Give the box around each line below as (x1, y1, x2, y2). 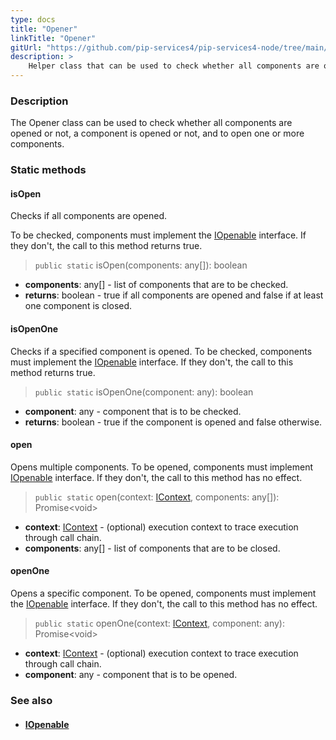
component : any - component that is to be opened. (24, 669, 238, 681)
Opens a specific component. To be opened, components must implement (10, 587, 317, 600)
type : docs (10, 14, 56, 25)
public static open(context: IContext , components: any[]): (34, 491, 280, 503)
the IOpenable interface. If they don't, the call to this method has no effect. (10, 598, 318, 610)
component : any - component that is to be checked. (24, 405, 242, 417)
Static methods (10, 163, 87, 177)
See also (10, 693, 53, 707)
